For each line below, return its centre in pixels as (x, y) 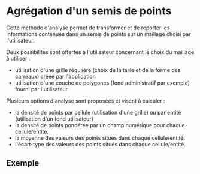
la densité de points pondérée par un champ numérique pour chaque (100, 125)
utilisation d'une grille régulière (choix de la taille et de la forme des (98, 70)
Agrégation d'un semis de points (89, 11)
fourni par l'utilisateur (41, 89)
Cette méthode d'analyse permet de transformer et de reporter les (88, 28)
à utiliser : (18, 58)
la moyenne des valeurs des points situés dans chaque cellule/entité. (100, 138)
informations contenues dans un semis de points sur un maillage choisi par (99, 34)
